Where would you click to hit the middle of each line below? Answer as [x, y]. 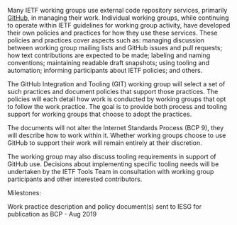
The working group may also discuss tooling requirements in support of [112, 156]
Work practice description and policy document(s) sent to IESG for [105, 207]
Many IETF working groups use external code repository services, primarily [117, 10]
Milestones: [24, 193]
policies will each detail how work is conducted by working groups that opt [117, 99]
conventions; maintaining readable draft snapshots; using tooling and [108, 63]
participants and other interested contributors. [75, 179]
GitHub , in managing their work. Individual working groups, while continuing [118, 18]
